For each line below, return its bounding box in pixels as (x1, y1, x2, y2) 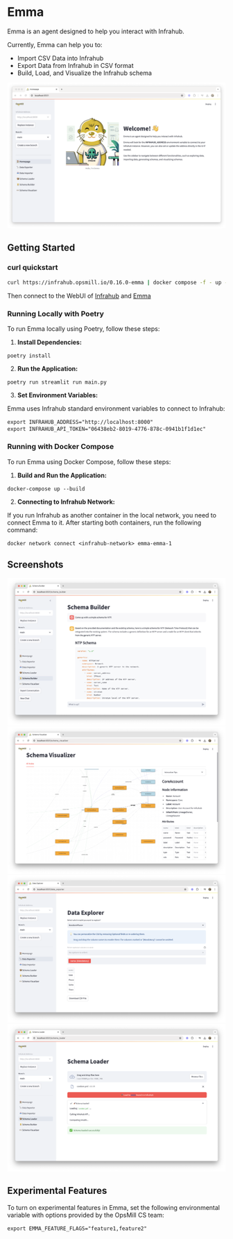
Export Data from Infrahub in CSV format (17, 61, 134, 69)
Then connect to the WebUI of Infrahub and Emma (7, 292, 151, 300)
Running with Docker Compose (7, 442, 114, 452)
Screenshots (7, 559, 64, 571)
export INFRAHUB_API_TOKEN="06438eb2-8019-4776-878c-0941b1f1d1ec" (7, 426, 207, 433)
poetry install (7, 352, 51, 359)
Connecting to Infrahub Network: (17, 497, 116, 506)
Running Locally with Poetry (7, 309, 104, 319)
